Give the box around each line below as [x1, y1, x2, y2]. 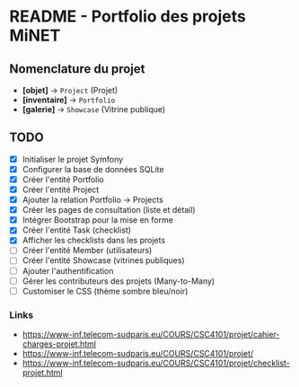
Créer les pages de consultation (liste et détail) [22, 205, 196, 215]
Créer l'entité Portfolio [22, 173, 105, 185]
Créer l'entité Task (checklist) [22, 224, 132, 235]
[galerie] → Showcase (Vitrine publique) [22, 104, 166, 114]
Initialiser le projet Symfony [22, 154, 124, 164]
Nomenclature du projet [9, 61, 145, 76]
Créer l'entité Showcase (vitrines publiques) [22, 255, 186, 266]
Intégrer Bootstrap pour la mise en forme [22, 215, 173, 225]
